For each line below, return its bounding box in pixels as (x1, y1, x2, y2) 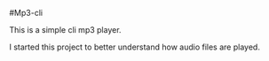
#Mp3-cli (9, 8, 43, 18)
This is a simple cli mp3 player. (9, 25, 122, 34)
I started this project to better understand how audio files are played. (9, 42, 260, 52)
